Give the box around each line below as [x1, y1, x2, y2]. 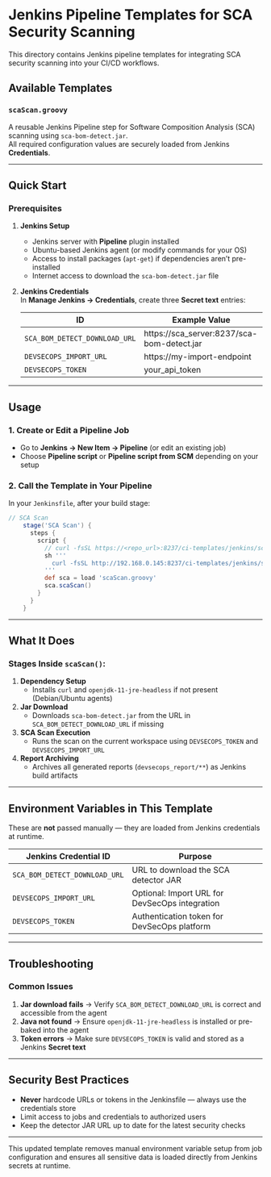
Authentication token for [131, 911, 224, 922]
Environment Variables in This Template [8, 801, 213, 816]
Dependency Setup [19, 676, 86, 687]
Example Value [172, 315, 231, 326]
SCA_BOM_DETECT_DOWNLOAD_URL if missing [31, 720, 165, 729]
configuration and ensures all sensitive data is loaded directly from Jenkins [8, 1152, 258, 1162]
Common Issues [8, 981, 74, 992]
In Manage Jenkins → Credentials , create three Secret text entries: [19, 295, 246, 305]
